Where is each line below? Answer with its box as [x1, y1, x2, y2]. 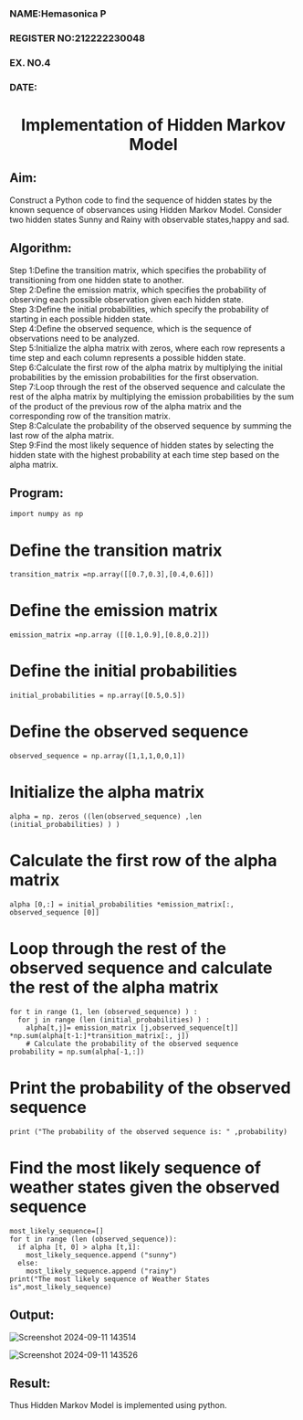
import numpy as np [9, 510, 84, 519]
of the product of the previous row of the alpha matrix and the [9, 400, 242, 411]
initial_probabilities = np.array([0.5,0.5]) [9, 691, 185, 701]
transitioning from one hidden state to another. [9, 274, 184, 285]
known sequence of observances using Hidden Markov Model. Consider [9, 204, 282, 215]
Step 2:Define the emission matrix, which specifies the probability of [9, 284, 266, 295]
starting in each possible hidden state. [9, 313, 153, 324]
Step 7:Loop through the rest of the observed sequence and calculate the [9, 381, 286, 392]
